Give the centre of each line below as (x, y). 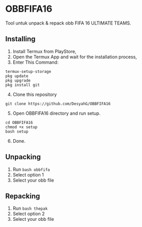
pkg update (17, 76)
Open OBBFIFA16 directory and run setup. (56, 113)
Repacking (23, 196)
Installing (20, 39)
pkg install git (22, 85)
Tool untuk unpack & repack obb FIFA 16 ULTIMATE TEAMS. (68, 23)
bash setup (17, 131)
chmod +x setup (21, 127)
